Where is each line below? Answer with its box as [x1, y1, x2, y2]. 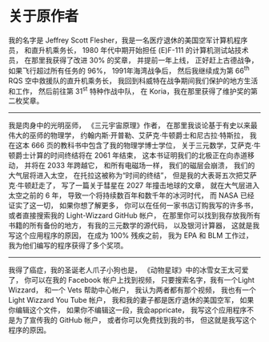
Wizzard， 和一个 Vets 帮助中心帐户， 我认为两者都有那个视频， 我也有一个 [8, 285, 256, 295]
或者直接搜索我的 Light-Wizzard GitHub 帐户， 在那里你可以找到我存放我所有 [8, 211, 261, 220]
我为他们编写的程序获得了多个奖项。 [8, 241, 128, 251]
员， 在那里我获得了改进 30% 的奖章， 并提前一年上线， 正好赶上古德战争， [8, 55, 259, 65]
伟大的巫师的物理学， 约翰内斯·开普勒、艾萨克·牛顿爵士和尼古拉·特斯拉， [8, 131, 248, 140]
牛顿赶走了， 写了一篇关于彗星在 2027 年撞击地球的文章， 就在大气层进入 [17, 181, 260, 191]
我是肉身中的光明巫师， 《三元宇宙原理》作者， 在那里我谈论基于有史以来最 [8, 121, 258, 131]
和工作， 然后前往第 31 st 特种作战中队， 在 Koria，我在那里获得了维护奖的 [8, 85, 251, 96]
